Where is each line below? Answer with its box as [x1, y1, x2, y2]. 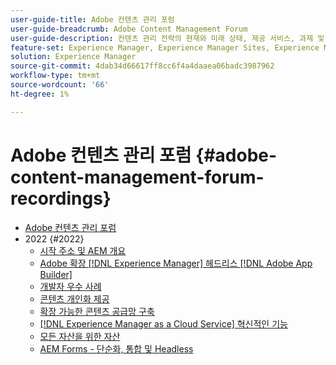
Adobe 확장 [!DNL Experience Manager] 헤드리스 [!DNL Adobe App [39, 257, 313, 269]
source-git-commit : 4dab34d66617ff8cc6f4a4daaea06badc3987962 [10, 61, 275, 71]
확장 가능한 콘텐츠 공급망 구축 [39, 305, 155, 317]
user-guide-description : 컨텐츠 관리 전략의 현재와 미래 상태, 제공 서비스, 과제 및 [10, 33, 325, 43]
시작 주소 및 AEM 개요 [39, 244, 127, 256]
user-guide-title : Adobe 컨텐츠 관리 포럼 [10, 14, 175, 25]
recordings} [10, 187, 112, 210]
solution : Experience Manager [10, 52, 137, 62]
